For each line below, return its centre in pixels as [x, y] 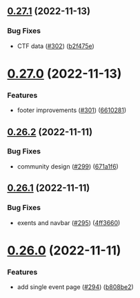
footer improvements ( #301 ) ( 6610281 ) [71, 110]
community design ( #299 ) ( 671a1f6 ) [68, 166]
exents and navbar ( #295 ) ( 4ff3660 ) [69, 222]
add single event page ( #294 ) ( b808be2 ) [76, 287]
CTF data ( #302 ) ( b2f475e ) [56, 46]
